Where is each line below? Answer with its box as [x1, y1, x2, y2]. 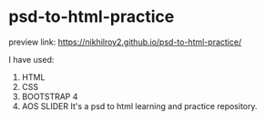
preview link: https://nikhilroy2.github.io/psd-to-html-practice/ [8, 36, 242, 47]
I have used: [8, 54, 55, 65]
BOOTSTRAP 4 [21, 91, 78, 102]
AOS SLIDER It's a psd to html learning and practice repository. [21, 100, 258, 111]
